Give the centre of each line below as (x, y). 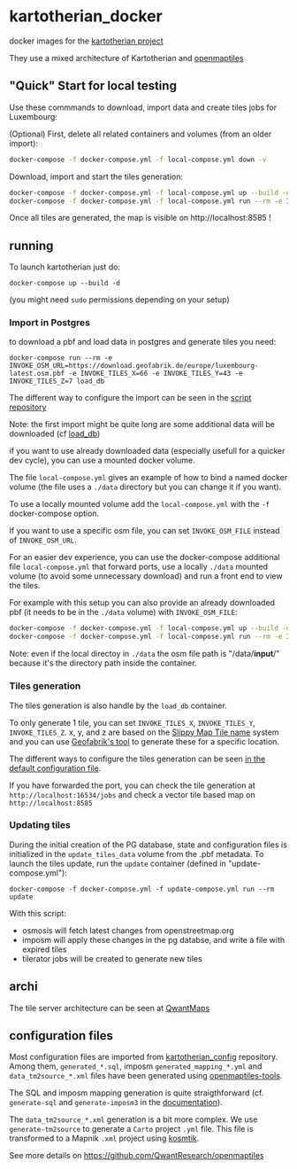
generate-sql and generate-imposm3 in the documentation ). (116, 1103)
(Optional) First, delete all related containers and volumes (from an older (141, 134)
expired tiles (44, 949)
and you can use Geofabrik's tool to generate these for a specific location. (145, 741)
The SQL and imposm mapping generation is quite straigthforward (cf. (137, 1093)
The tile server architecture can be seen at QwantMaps (110, 1008)
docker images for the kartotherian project (86, 41)
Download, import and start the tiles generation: (96, 176)
